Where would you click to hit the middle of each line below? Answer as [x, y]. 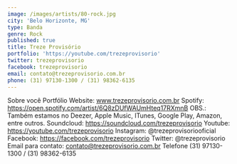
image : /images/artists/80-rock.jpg [62, 14]
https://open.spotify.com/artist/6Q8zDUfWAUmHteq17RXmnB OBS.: [107, 108]
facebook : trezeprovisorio [47, 67]
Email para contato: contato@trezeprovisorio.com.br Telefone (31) [104, 146]
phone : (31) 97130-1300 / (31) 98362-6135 [71, 80]
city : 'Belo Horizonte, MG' [49, 21]
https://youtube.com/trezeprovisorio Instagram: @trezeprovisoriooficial [112, 131]
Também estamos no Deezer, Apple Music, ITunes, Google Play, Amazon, [115, 116]
